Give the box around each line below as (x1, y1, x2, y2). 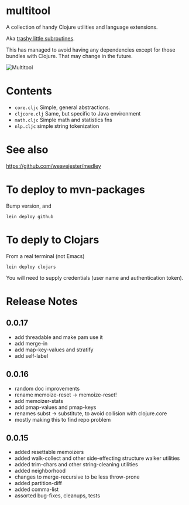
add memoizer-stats (14, 397, 63, 404)
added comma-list (14, 486, 59, 493)
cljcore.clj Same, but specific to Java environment (14, 110, 141, 117)
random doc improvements (14, 385, 80, 392)
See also (6, 143, 49, 157)
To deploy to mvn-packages (6, 183, 145, 196)
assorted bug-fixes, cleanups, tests (14, 492, 101, 499)
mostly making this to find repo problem (14, 416, 111, 423)
